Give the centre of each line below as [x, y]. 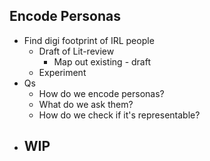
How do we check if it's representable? [119, 115]
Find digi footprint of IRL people [89, 40]
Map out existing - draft [102, 61]
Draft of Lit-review [76, 51]
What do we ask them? [86, 104]
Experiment [62, 72]
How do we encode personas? [101, 93]
